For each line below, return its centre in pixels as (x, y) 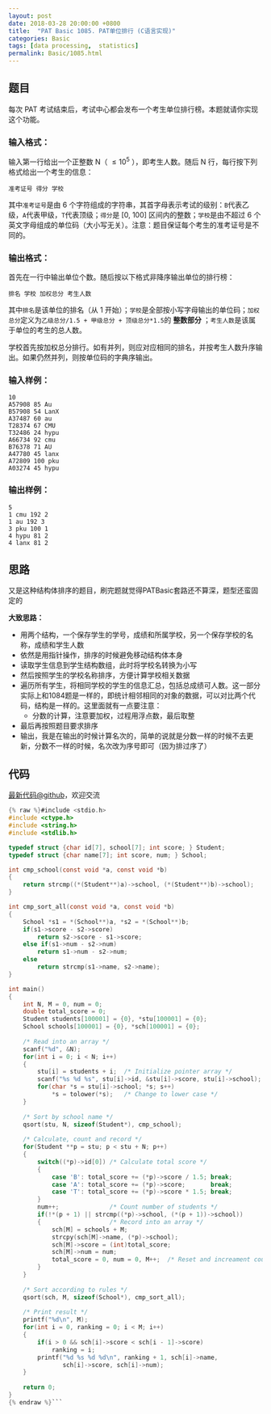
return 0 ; (40, 1387)
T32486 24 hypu (34, 433)
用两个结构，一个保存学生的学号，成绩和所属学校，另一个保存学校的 (133, 635)
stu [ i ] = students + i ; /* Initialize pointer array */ (135, 1072)
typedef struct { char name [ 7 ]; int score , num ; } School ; (108, 855)
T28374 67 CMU (32, 426)
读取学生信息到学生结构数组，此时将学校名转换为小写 (108, 665)
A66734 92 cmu (32, 440)
